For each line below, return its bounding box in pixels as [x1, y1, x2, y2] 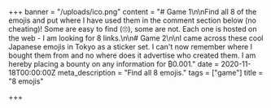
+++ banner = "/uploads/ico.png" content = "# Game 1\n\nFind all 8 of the [8, 7, 257, 16]
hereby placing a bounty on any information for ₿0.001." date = [8, 59, 220, 68]
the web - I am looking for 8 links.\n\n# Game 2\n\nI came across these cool [8, 33, 264, 43]
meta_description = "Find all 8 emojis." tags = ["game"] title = [57, 68, 264, 77]
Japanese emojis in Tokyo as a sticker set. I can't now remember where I [8, 42, 253, 51]
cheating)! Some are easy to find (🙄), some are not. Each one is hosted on [8, 24, 257, 33]
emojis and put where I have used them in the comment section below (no [8, 15, 256, 25]
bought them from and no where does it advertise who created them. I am [8, 50, 256, 60]
